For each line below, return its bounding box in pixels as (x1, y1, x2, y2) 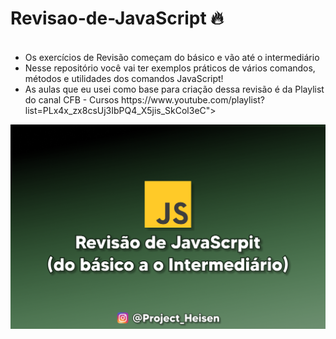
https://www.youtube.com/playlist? (121, 93, 265, 106)
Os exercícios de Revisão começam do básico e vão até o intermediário (24, 51, 320, 63)
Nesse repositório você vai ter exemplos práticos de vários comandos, (24, 62, 316, 74)
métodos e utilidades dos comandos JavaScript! (24, 72, 224, 84)
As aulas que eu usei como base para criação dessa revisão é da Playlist (24, 83, 325, 95)
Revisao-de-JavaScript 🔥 (10, 7, 224, 30)
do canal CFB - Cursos (24, 93, 120, 106)
